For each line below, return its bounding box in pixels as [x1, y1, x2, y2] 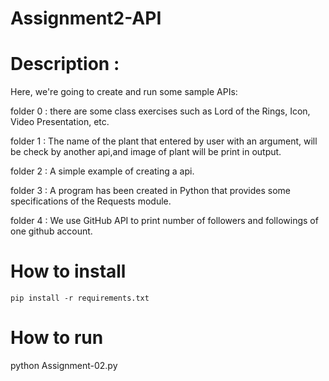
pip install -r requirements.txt [10, 293, 150, 304]
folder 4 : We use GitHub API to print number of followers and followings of [10, 215, 319, 227]
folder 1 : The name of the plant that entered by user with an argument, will [10, 135, 318, 147]
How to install [10, 260, 127, 283]
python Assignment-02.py [10, 360, 118, 371]
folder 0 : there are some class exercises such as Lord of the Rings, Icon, [10, 105, 311, 117]
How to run [10, 327, 104, 349]
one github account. [10, 225, 93, 237]
